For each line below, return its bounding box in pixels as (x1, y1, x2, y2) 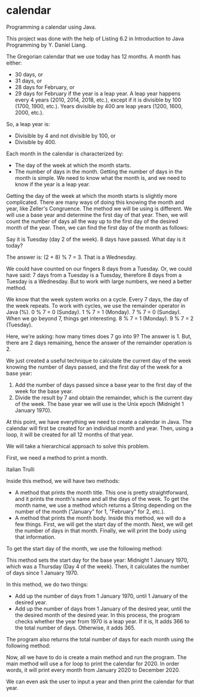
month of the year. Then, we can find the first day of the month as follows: (6, 224, 189, 231)
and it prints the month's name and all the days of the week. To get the (14, 495, 189, 502)
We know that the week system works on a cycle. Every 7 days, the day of (6, 295, 189, 302)
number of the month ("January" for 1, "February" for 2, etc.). (14, 508, 165, 515)
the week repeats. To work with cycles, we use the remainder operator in (6, 302, 186, 309)
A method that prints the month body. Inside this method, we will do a (14, 514, 186, 521)
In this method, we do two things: (6, 580, 88, 588)
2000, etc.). (14, 109, 44, 116)
